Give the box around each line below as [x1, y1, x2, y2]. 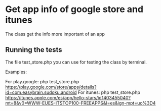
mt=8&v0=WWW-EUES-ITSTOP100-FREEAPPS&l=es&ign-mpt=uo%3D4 [5, 100, 156, 106]
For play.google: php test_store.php [5, 78, 79, 84]
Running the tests [5, 45, 62, 54]
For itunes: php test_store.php [77, 89, 141, 95]
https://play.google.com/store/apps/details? [5, 84, 97, 90]
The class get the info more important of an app [5, 31, 105, 37]
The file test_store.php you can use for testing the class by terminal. [5, 59, 147, 65]
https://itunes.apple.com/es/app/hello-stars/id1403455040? [5, 94, 131, 100]
